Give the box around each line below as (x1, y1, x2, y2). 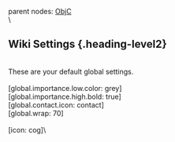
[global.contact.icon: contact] (8, 100, 104, 109)
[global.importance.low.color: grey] (8, 83, 122, 93)
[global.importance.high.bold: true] (8, 92, 122, 101)
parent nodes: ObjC (8, 7, 73, 16)
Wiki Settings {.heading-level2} (8, 38, 167, 51)
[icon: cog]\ (8, 125, 47, 134)
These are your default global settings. (8, 67, 134, 76)
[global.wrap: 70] (8, 108, 65, 118)
